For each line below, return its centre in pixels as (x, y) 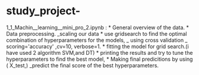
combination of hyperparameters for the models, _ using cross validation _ (97, 40)
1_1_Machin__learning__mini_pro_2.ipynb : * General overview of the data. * (97, 27)
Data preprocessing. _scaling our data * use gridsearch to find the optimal (97, 33)
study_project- (43, 11)
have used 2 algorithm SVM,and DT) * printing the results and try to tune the (99, 52)
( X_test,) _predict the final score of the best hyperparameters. (83, 65)
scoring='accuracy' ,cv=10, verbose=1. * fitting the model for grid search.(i (97, 46)
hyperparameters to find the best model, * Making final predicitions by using (99, 59)
